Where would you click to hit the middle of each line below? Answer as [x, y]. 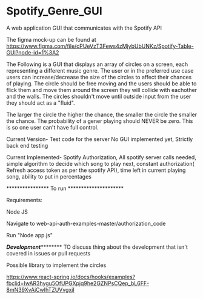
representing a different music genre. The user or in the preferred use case [100, 70]
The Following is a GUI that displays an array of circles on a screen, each [97, 64]
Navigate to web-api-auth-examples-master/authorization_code [86, 223]
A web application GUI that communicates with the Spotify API [84, 28]
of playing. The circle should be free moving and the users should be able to [101, 84]
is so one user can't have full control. [52, 127]
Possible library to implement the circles [56, 265]
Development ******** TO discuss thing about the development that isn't [97, 247]
